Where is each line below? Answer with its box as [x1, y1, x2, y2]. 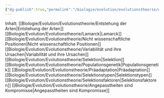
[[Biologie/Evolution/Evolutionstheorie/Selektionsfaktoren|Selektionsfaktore [5, 77, 157, 83]
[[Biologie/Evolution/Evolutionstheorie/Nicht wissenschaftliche [5, 36, 131, 42]
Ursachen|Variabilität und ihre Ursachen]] [5, 51, 89, 57]
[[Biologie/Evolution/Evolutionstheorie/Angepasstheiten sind [12, 82, 133, 88]
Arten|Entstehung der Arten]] [5, 25, 64, 32]
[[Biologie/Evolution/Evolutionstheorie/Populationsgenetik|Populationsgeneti [5, 62, 159, 67]
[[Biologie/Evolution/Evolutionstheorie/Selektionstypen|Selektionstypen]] [5, 72, 152, 78]
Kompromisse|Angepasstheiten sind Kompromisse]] [5, 87, 110, 93]
